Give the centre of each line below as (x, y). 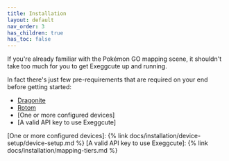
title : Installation (37, 13)
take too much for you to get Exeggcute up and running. (87, 66)
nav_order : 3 (26, 26)
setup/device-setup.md (41, 143)
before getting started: (39, 87)
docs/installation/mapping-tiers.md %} (62, 151)
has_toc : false (29, 39)
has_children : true (35, 33)
